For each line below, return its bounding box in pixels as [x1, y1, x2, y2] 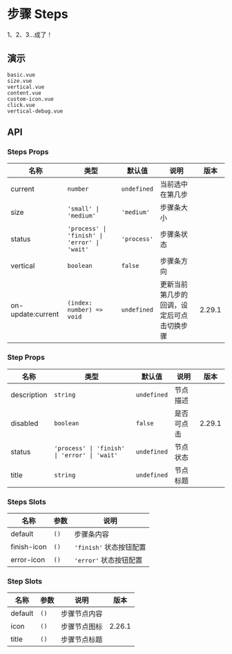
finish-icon [10, 542, 47, 552]
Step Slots [7, 576, 43, 586]
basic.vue [7, 71, 36, 78]
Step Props [7, 353, 45, 363]
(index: [67, 299, 93, 307]
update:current [10, 309, 59, 319]
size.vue [7, 77, 32, 84]
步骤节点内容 [61, 609, 103, 619]
